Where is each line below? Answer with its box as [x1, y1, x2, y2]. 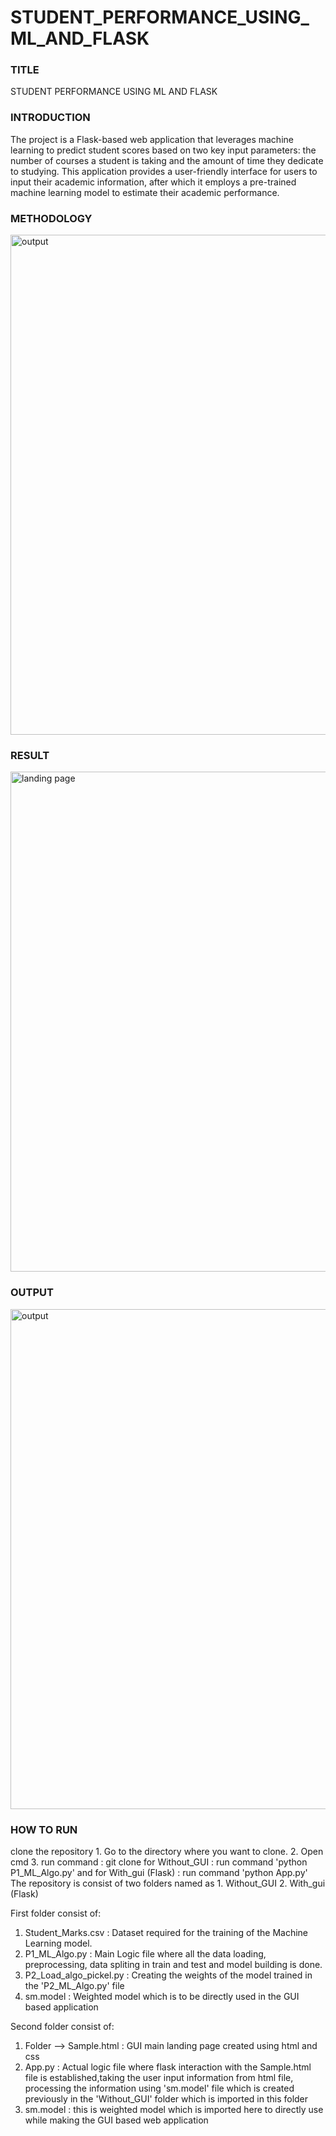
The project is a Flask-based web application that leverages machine [10, 133, 294, 145]
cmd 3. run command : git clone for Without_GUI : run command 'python [10, 1856, 308, 1868]
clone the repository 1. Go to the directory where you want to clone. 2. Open [10, 1845, 324, 1857]
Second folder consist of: [10, 2020, 115, 2032]
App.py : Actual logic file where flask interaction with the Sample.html [24, 2061, 312, 2073]
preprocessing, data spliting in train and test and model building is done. [24, 1958, 323, 1970]
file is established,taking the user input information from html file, [24, 2071, 294, 2083]
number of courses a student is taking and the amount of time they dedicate [10, 154, 324, 166]
